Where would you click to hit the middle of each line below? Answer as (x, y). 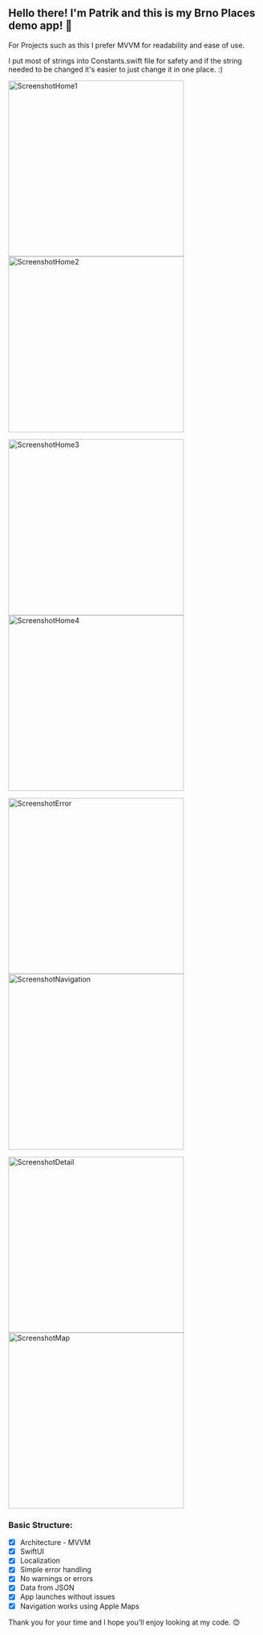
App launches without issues (67, 1597)
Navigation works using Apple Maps (79, 1606)
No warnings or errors (57, 1579)
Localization (40, 1561)
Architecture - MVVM (55, 1543)
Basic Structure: (41, 1525)
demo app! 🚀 (40, 26)
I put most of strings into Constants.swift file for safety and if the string (125, 60)
